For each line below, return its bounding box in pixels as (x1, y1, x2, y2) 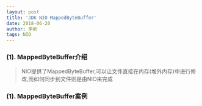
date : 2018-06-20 (6, 20, 51, 26)
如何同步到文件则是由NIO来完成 (33, 76, 113, 83)
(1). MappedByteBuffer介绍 (6, 53, 88, 62)
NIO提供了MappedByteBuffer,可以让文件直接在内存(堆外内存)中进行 (21, 68, 191, 75)
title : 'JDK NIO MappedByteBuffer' (6, 15, 97, 21)
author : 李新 (6, 26, 38, 32)
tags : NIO (6, 32, 32, 38)
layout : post (6, 9, 40, 15)
